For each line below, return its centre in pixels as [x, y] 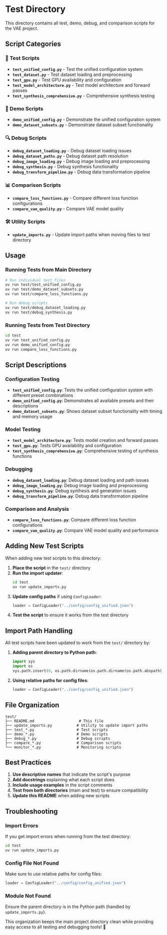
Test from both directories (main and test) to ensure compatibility [80, 790]
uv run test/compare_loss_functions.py [47, 294]
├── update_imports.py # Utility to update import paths [77, 725]
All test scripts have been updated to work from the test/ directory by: [78, 643]
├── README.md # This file [54, 721]
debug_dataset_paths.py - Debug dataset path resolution [70, 156]
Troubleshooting [32, 811]
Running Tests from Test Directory [48, 325]
